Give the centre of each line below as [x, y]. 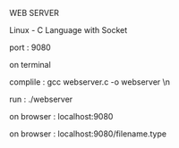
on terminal [30, 65]
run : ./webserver [41, 99]
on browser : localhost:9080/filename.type [88, 134]
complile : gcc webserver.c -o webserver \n [90, 82]
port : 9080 [30, 47]
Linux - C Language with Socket [68, 30]
